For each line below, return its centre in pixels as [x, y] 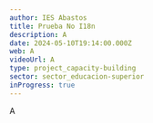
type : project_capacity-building [73, 69]
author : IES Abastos [49, 18]
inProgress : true [42, 85]
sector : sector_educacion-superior [77, 77]
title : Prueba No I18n [52, 26]
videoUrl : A [32, 60]
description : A [38, 34]
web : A [22, 52]
